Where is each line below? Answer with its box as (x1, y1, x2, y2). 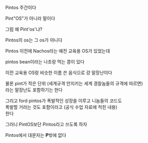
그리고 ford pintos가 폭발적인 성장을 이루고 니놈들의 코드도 (5, 98, 122, 104)
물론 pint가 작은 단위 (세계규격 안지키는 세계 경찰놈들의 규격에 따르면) (5, 81, 143, 86)
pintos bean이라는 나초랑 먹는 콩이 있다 (5, 59, 85, 65)
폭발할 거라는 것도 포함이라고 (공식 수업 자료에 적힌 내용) (5, 104, 117, 110)
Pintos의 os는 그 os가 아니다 (5, 37, 63, 43)
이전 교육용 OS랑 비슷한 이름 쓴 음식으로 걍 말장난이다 (5, 69, 112, 76)
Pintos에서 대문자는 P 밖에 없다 (5, 132, 66, 138)
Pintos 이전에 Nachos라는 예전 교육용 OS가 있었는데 (5, 48, 110, 54)
